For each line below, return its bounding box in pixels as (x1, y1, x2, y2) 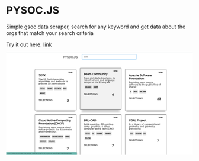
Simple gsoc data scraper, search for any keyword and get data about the (6, 23, 186, 30)
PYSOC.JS (6, 4, 60, 17)
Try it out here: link (6, 41, 52, 48)
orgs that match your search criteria (6, 29, 94, 36)
